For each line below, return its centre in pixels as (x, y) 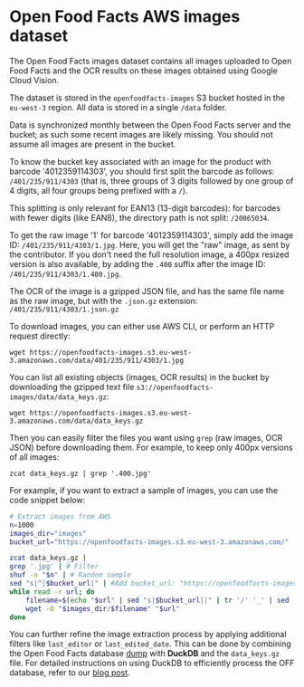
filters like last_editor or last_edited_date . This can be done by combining (150, 644)
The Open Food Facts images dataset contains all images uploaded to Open (151, 61)
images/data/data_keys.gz (58, 397)
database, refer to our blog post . (70, 673)
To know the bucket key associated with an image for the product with (140, 161)
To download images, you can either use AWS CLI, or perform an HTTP (142, 326)
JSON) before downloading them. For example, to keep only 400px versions (151, 447)
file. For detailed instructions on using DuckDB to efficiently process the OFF (152, 663)
